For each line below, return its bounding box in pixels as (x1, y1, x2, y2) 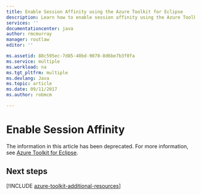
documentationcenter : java (6, 25, 74, 32)
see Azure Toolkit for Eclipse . (6, 149, 78, 156)
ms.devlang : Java (6, 75, 50, 81)
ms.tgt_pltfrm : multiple (6, 69, 68, 75)
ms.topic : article (6, 81, 52, 87)
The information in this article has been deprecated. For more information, (6, 142, 188, 150)
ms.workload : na (6, 64, 47, 70)
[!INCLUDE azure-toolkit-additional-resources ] (6, 182, 121, 189)
